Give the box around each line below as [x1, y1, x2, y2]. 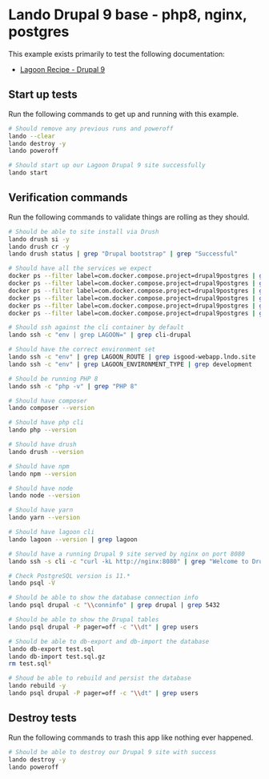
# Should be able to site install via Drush [8, 227, 159, 235]
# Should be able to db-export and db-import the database [8, 637, 210, 645]
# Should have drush [8, 440, 78, 449]
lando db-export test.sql [8, 644, 94, 653]
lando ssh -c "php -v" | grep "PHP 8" [8, 382, 138, 390]
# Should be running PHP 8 [8, 375, 98, 383]
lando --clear [8, 132, 56, 140]
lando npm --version [8, 470, 78, 478]
